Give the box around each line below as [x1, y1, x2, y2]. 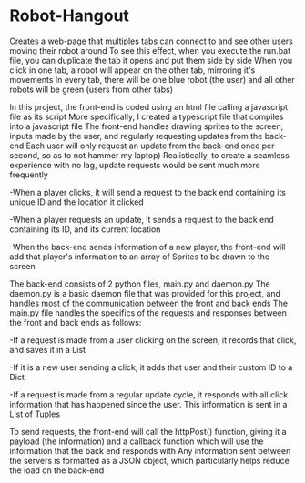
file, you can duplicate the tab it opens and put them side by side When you [9, 55, 293, 65]
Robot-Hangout [9, 5, 130, 26]
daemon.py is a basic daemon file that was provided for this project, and [9, 287, 280, 298]
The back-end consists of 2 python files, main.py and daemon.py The [9, 278, 271, 289]
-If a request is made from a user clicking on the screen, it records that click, [9, 334, 297, 346]
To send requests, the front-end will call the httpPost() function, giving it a [9, 426, 287, 437]
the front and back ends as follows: [9, 317, 142, 327]
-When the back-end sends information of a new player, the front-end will [9, 241, 286, 252]
